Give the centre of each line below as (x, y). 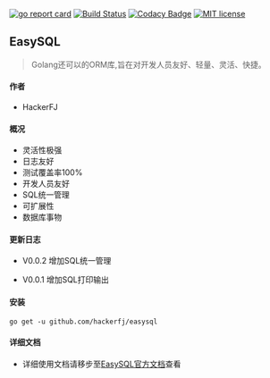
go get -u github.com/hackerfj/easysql (84, 322)
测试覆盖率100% (52, 172)
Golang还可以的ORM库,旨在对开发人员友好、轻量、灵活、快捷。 (148, 64)
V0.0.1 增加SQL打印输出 (66, 280)
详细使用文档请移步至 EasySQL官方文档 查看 (101, 364)
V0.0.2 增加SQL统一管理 (67, 261)
